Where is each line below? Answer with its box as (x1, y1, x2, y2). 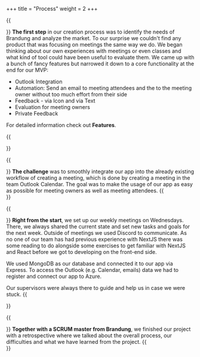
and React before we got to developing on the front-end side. (6, 249, 157, 255)
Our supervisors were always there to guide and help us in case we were (6, 285, 186, 291)
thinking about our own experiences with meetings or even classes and (6, 47, 181, 55)
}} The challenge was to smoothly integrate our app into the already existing (6, 168, 195, 175)
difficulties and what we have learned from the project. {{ (6, 338, 147, 345)
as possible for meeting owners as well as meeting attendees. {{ (6, 187, 164, 194)
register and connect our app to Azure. (6, 273, 102, 280)
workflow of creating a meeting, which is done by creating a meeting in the (6, 174, 190, 181)
